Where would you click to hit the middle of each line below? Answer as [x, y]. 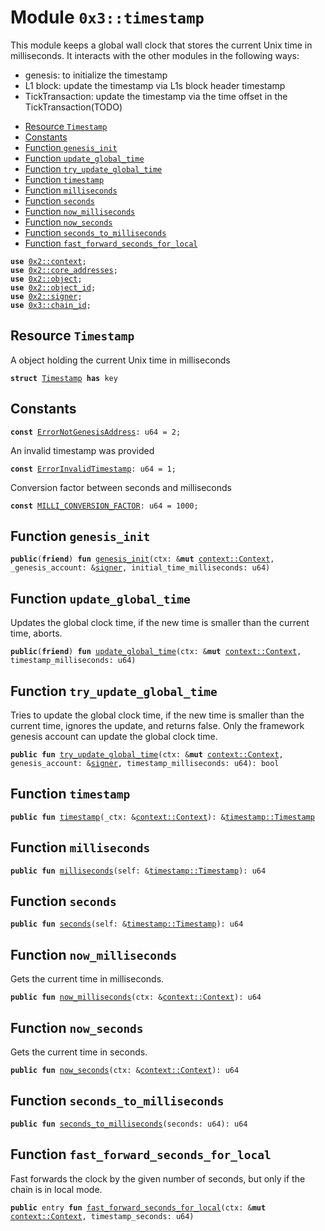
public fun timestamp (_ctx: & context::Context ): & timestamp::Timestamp [162, 817]
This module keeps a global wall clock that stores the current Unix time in [161, 45]
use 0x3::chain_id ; [51, 305]
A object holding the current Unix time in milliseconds [120, 360]
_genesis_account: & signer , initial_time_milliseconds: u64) [140, 568]
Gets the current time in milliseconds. [87, 979]
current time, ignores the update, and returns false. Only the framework [157, 725]
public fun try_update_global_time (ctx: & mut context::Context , [147, 755]
